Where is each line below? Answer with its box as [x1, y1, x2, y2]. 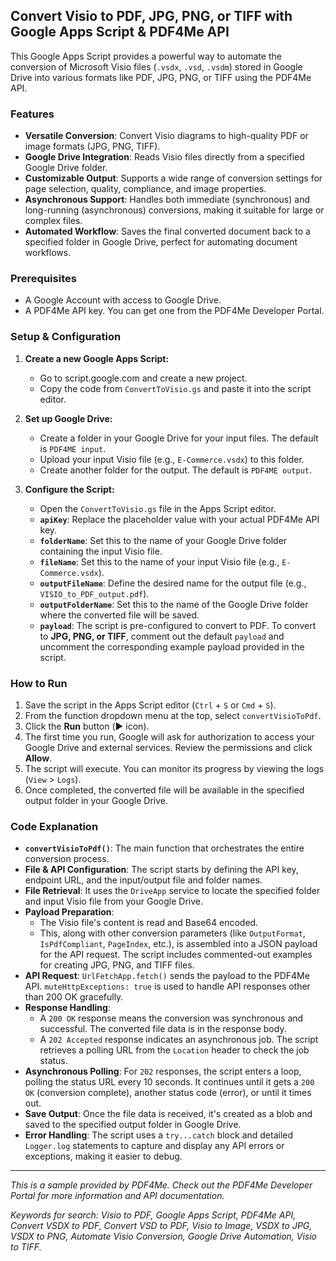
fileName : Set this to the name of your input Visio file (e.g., [39, 555, 280, 568]
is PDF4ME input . [39, 442, 107, 454]
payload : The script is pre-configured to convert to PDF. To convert [39, 619, 317, 631]
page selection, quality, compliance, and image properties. [24, 183, 267, 195]
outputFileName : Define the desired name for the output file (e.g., [39, 577, 307, 589]
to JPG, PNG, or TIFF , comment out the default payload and [39, 630, 285, 642]
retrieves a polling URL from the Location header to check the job [39, 1044, 310, 1056]
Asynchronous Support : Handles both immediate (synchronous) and [24, 194, 310, 206]
